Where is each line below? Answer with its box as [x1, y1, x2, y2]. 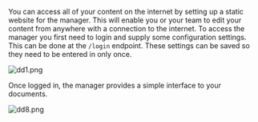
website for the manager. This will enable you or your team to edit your [8, 15, 242, 25]
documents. [8, 89, 48, 99]
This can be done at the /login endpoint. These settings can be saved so [8, 41, 250, 51]
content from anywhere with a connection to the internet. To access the [8, 24, 245, 33]
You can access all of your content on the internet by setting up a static [8, 7, 244, 16]
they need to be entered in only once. [8, 50, 132, 59]
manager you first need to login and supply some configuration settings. [8, 32, 247, 42]
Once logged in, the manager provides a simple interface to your [8, 80, 222, 90]
